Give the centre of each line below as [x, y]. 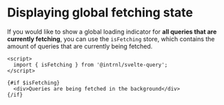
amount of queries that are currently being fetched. [80, 46]
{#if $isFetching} [33, 83]
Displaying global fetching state [100, 13]
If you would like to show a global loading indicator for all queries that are [112, 32]
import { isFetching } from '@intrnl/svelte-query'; [91, 65]
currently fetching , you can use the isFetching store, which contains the [111, 38]
